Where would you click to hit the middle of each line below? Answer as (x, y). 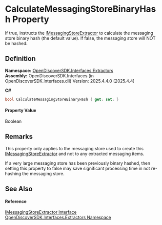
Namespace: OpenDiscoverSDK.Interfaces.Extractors (59, 70)
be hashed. (16, 43)
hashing (13, 173)
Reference (16, 201)
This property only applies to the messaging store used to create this (74, 148)
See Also (19, 189)
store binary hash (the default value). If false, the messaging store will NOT (81, 38)
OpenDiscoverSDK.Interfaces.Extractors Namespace (58, 217)
